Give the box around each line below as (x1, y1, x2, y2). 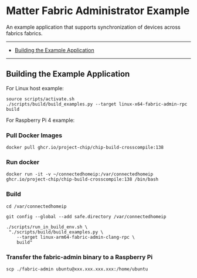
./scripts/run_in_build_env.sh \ (6, 224, 88, 230)
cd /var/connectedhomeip (6, 204, 67, 209)
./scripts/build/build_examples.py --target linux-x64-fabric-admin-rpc (6, 101, 188, 107)
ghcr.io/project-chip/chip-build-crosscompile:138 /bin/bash (6, 177, 159, 182)
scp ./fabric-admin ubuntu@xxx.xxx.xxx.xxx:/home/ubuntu (6, 266, 148, 272)
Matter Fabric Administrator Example (6, 4, 190, 18)
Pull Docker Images (6, 131, 63, 139)
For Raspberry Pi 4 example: (6, 116, 75, 124)
